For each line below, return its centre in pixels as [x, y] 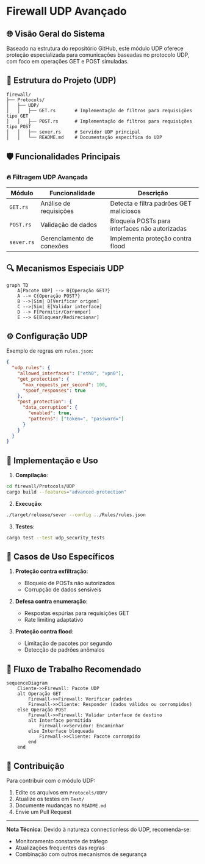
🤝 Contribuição [35, 766]
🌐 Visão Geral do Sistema [56, 34]
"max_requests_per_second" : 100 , [65, 385]
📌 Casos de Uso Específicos [60, 556]
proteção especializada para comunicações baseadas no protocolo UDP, [98, 55]
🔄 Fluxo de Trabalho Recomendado [74, 669]
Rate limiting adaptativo [54, 620]
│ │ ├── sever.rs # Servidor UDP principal [73, 132]
